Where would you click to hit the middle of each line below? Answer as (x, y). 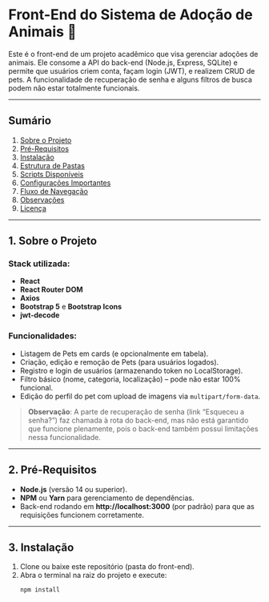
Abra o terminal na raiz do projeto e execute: (93, 576)
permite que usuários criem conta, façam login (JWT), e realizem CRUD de (132, 71)
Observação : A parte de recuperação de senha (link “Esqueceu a (136, 411)
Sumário (30, 121)
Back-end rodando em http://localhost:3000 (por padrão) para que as (137, 506)
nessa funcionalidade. (64, 437)
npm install (40, 590)
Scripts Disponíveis (52, 174)
